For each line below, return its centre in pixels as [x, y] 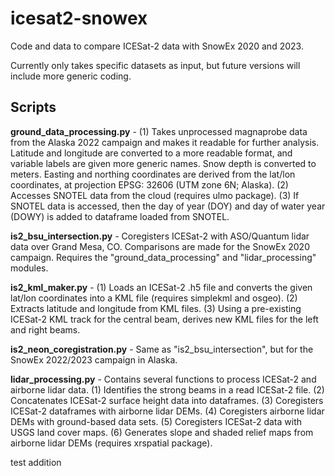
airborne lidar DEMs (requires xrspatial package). [111, 443]
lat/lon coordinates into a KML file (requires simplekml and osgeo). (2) [154, 298]
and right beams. [45, 329]
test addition [36, 462]
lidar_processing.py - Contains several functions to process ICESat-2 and [163, 379]
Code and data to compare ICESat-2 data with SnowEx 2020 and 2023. [157, 46]
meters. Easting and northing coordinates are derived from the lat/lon [153, 174]
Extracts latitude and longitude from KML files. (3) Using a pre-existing [156, 308]
